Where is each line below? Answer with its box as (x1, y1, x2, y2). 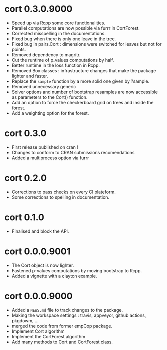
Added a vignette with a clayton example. (11, 273, 97, 279)
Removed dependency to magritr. (11, 51, 81, 58)
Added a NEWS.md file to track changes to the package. (11, 307, 123, 313)
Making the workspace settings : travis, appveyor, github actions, (11, 312, 146, 318)
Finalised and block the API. (11, 228, 69, 234)
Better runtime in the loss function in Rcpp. (11, 62, 100, 68)
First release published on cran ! (11, 144, 78, 150)
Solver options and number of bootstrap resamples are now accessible (11, 89, 158, 95)
